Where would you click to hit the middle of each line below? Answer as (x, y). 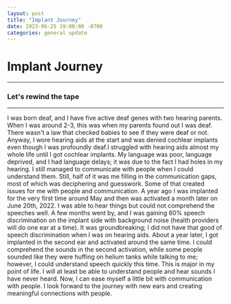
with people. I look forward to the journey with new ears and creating (105, 286)
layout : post (26, 13)
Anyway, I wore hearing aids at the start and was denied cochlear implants (113, 140)
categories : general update (47, 33)
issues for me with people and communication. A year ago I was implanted (113, 191)
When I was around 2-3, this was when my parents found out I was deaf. (110, 125)
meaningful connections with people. (59, 294)
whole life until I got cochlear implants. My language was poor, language (110, 155)
